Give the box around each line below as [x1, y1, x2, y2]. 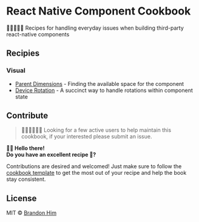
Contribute [6, 111, 49, 121]
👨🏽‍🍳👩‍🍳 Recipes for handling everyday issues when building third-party [6, 24, 184, 31]
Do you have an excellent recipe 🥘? [6, 151, 96, 158]
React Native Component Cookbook [6, 4, 191, 18]
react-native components [6, 30, 70, 38]
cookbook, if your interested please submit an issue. [21, 133, 152, 140]
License [6, 193, 37, 203]
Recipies [6, 48, 40, 59]
